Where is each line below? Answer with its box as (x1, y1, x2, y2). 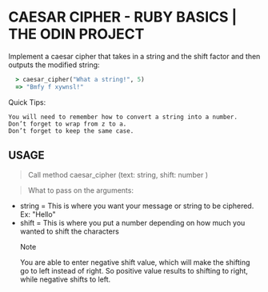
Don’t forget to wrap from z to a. (8, 120, 127, 128)
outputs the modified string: (8, 60, 100, 70)
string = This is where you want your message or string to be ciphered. (19, 201, 254, 210)
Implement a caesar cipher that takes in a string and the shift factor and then (8, 51, 261, 61)
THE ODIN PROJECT (8, 25, 145, 43)
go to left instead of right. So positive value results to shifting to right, (19, 266, 248, 275)
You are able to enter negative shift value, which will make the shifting (19, 257, 250, 267)
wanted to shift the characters (19, 226, 120, 236)
